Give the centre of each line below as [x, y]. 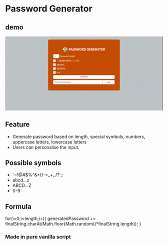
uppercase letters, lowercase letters [49, 142]
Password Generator [49, 9]
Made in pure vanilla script [38, 237]
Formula [18, 206]
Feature [17, 125]
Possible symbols [33, 163]
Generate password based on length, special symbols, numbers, [79, 136]
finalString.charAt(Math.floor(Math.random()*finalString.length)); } [73, 224]
